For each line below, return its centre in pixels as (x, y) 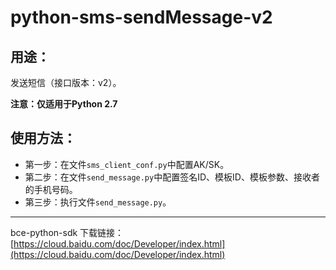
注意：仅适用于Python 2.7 (64, 104)
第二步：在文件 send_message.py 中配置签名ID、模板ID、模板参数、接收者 (172, 177)
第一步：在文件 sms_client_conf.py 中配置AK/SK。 (127, 164)
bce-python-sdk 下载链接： (67, 232)
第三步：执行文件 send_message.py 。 (98, 202)
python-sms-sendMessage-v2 (141, 17)
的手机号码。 (51, 189)
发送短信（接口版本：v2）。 (66, 82)
